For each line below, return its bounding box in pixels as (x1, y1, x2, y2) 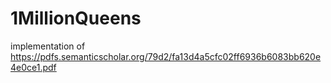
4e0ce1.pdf (10, 61, 57, 73)
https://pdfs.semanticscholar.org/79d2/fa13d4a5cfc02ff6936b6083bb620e (10, 50, 322, 62)
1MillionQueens (10, 7, 142, 30)
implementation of (10, 40, 86, 52)
